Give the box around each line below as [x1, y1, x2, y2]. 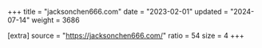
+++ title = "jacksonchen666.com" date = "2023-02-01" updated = [7, 7, 229, 16]
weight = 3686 [31, 15, 81, 25]
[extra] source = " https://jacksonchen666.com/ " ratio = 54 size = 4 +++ [7, 31, 244, 40]
